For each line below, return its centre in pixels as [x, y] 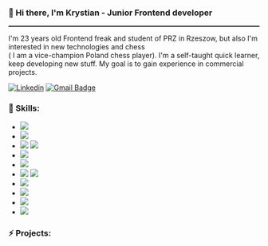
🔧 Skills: [24, 108]
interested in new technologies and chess [77, 47]
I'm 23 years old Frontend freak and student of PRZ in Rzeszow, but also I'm [133, 38]
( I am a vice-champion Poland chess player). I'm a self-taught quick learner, [134, 56]
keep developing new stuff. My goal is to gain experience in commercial [126, 64]
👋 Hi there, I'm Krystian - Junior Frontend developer [110, 13]
